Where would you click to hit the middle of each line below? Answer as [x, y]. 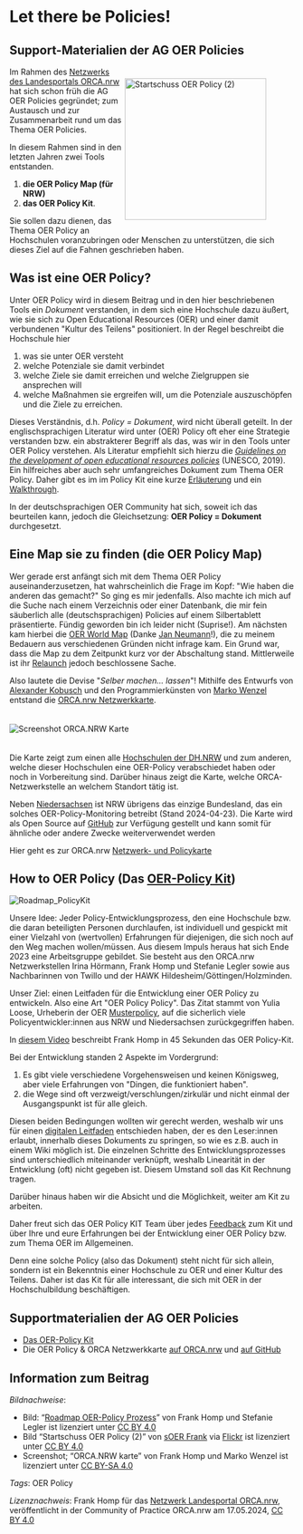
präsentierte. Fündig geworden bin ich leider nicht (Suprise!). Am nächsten [148, 624]
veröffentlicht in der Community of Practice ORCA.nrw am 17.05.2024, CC [146, 1510]
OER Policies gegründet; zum [64, 101]
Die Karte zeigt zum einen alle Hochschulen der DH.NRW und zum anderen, [151, 757]
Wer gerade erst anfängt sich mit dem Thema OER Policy [115, 576]
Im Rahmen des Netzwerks [60, 72]
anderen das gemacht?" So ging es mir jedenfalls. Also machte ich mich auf [150, 595]
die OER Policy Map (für [68, 184]
